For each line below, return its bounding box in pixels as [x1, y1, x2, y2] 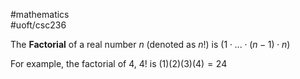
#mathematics [10, 9, 70, 20]
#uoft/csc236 [10, 19, 67, 31]
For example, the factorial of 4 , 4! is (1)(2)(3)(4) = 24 [10, 58, 228, 69]
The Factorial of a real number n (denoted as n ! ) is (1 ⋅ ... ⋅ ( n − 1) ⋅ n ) [10, 39, 291, 50]
